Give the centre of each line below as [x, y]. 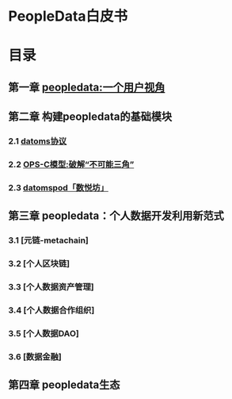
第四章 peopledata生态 [64, 385]
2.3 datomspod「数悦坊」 [59, 187]
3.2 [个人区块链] [39, 264]
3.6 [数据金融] [35, 356]
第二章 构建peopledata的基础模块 [90, 117]
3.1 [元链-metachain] [49, 240]
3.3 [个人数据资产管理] [51, 287]
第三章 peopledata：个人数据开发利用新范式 [116, 216]
